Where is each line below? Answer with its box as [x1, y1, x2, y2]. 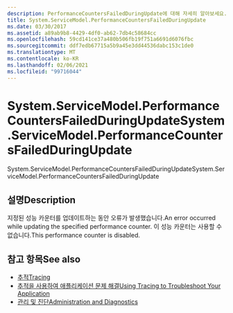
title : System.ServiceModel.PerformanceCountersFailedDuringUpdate [7, 17, 207, 24]
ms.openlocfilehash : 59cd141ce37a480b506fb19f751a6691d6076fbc [7, 36, 194, 43]
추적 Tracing [17, 273, 51, 281]
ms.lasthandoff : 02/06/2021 [7, 62, 89, 69]
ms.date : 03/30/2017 [7, 23, 67, 30]
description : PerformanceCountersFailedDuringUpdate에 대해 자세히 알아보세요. [7, 10, 227, 17]
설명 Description [7, 194, 76, 206]
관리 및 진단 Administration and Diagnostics [17, 298, 139, 306]
